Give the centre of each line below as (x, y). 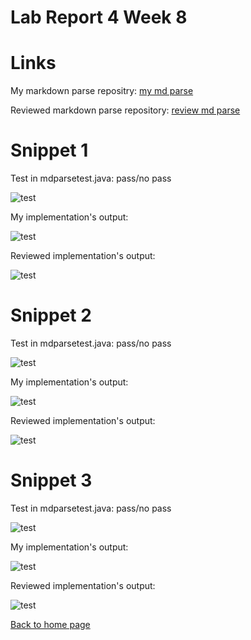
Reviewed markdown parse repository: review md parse (125, 110)
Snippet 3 (51, 480)
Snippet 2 (51, 315)
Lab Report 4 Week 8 (99, 17)
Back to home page (50, 624)
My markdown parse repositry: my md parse (102, 91)
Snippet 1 (49, 150)
